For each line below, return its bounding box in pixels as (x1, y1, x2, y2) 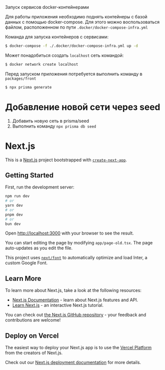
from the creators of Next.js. (5, 350, 63, 356)
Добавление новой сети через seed (5, 101, 161, 113)
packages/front (5, 76, 37, 81)
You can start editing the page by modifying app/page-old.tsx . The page (5, 240, 153, 246)
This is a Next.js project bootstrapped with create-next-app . (5, 157, 127, 163)
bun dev (5, 221, 21, 227)
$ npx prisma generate (5, 85, 52, 90)
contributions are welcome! (5, 317, 61, 323)
